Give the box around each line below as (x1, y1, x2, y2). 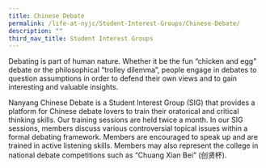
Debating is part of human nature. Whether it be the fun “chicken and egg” (8, 57, 257, 66)
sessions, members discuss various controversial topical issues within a (8, 124, 248, 133)
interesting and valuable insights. (8, 82, 119, 92)
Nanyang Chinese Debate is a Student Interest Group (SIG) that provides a (8, 98, 255, 107)
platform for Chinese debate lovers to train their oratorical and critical (8, 107, 239, 116)
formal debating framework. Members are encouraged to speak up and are (8, 132, 259, 142)
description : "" (8, 27, 63, 35)
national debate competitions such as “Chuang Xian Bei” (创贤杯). (8, 150, 227, 160)
